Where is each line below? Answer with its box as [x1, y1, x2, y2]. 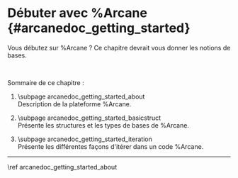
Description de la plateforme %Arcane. [17, 99, 132, 108]
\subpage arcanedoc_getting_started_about [17, 92, 145, 101]
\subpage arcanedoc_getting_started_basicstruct [17, 113, 161, 122]
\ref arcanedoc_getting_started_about [7, 162, 118, 171]
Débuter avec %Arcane [7, 5, 147, 21]
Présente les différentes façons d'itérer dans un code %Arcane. [17, 142, 204, 150]
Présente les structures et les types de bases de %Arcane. [17, 121, 190, 129]
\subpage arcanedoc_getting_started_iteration [17, 135, 152, 143]
